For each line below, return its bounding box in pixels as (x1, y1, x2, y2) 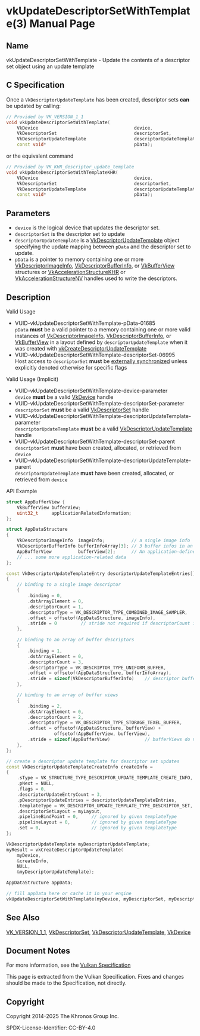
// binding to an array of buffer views (17, 692, 118, 698)
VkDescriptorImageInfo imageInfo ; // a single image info (17, 537, 190, 544)
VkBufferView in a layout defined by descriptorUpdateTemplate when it (14, 339, 188, 346)
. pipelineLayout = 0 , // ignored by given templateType (17, 819, 177, 825)
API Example (6, 487, 37, 494)
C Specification (6, 80, 65, 90)
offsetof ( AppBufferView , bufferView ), (54, 731, 151, 737)
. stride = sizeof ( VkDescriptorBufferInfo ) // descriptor (27, 676, 180, 682)
